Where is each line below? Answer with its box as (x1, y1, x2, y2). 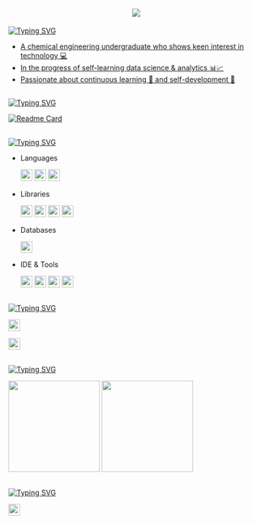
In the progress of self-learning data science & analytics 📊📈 (19, 62, 225, 72)
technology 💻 (19, 50, 67, 60)
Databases (19, 225, 57, 234)
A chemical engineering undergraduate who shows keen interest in (19, 41, 245, 51)
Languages (19, 152, 58, 162)
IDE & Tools (19, 260, 59, 269)
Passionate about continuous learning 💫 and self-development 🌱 (19, 74, 236, 84)
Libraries (19, 189, 50, 199)
